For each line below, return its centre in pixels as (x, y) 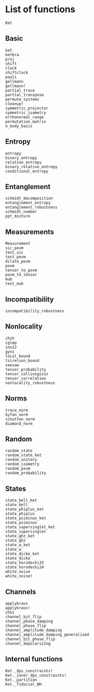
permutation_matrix (26, 121)
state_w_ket (18, 545)
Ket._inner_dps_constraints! (36, 675)
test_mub (14, 284)
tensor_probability (26, 369)
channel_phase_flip (26, 626)
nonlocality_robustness (30, 383)
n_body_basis (19, 126)
